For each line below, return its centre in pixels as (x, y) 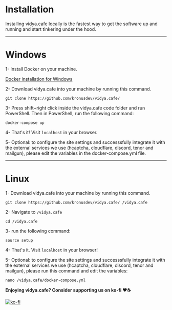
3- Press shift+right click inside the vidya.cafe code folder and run (75, 108)
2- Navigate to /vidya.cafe (34, 212)
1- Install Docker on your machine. (41, 69)
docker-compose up (25, 123)
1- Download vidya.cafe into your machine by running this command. (78, 193)
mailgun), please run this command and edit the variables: (67, 270)
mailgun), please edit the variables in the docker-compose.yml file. (76, 153)
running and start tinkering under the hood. (51, 29)
